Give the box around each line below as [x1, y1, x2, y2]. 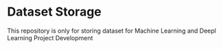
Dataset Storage [7, 4, 102, 20]
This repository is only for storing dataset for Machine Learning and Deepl [7, 27, 216, 35]
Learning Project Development [7, 33, 93, 42]
